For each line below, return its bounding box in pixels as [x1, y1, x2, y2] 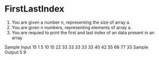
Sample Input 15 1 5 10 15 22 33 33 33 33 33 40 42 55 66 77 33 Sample [4, 44, 149, 50]
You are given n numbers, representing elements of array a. [11, 24, 132, 30]
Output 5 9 [4, 49, 26, 55]
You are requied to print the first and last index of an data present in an [11, 30, 155, 35]
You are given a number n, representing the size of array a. [11, 19, 131, 25]
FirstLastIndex [4, 3, 65, 15]
